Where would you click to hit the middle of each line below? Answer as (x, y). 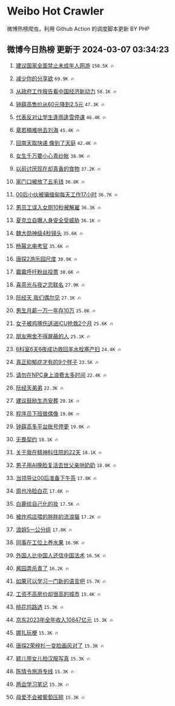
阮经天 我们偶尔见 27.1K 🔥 (48, 297)
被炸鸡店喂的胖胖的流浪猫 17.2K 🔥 (58, 516)
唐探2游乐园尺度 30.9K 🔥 (46, 258)
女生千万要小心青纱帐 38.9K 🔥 (53, 155)
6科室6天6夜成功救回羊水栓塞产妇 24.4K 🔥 (68, 349)
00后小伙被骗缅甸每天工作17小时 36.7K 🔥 (67, 194)
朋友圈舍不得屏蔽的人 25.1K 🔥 (53, 336)
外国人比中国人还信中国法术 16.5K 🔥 (61, 555)
